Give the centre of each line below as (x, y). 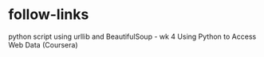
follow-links (49, 15)
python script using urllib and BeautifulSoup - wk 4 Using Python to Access (132, 36)
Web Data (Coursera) (43, 44)
